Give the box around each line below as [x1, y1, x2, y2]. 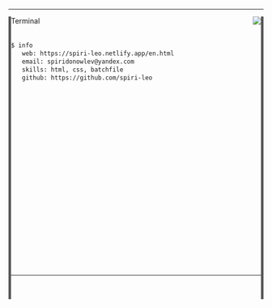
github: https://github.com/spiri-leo [21, 74, 153, 82]
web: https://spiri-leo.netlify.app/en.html [21, 49, 175, 58]
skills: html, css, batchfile [21, 66, 124, 74]
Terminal [11, 16, 40, 25]
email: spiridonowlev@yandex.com [21, 58, 135, 66]
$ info [11, 41, 33, 49]
